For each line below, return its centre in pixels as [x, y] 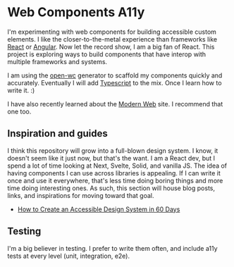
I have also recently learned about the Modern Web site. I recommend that [115, 104]
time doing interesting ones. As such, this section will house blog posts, [111, 188]
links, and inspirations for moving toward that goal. [81, 195]
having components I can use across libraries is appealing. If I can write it [114, 173]
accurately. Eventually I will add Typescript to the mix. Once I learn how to [115, 82]
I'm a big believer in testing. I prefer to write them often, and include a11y [112, 248]
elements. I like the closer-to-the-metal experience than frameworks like [112, 39]
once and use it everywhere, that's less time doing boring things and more [115, 180]
